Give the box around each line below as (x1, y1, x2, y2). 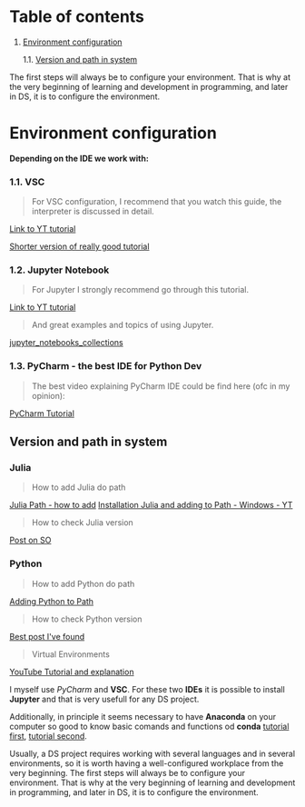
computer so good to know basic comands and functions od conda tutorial (9, 721, 290, 732)
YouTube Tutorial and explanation (9, 666, 134, 677)
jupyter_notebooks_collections (9, 337, 124, 348)
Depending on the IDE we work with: (9, 153, 150, 164)
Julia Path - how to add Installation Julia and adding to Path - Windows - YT (9, 500, 293, 511)
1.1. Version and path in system (22, 54, 138, 65)
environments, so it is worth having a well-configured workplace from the (9, 757, 284, 769)
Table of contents (9, 6, 145, 27)
